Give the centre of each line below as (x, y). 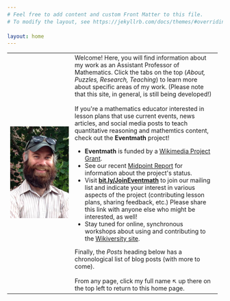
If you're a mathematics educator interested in (139, 109)
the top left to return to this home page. (129, 288)
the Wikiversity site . (112, 239)
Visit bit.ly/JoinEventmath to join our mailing (148, 180)
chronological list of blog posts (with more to (137, 259)
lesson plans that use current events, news (135, 116)
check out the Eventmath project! (122, 138)
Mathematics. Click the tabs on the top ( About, (140, 72)
